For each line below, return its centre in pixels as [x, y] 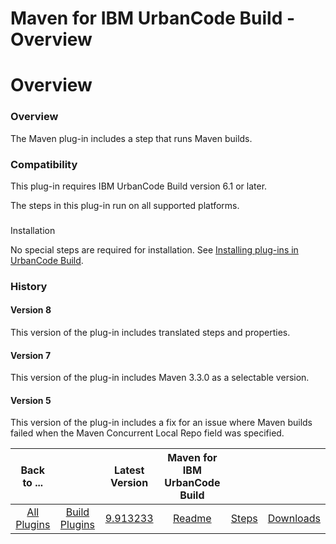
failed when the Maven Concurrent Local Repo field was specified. [147, 433]
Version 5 [31, 400]
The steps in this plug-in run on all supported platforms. [125, 205]
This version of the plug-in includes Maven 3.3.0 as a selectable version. [160, 378]
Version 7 [31, 355]
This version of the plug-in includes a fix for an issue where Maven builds [161, 423]
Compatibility [44, 164]
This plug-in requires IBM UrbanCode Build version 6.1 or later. [139, 186]
